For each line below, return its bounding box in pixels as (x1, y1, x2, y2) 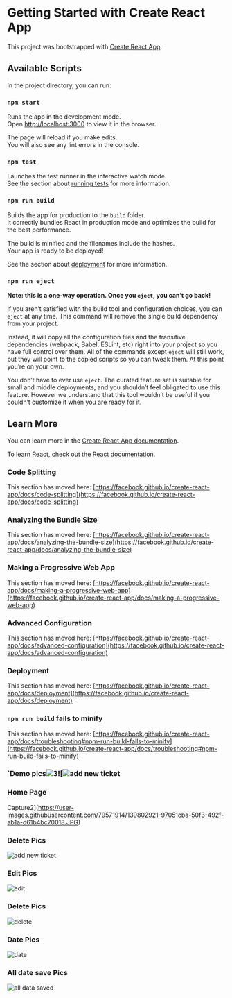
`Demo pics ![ (7, 769, 64, 779)
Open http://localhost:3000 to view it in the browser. (7, 120, 157, 128)
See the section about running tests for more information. (7, 179, 171, 188)
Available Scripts (7, 62, 82, 74)
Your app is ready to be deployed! (7, 246, 104, 255)
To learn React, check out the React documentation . (7, 450, 156, 458)
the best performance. (7, 226, 71, 234)
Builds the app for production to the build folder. (7, 210, 146, 219)
